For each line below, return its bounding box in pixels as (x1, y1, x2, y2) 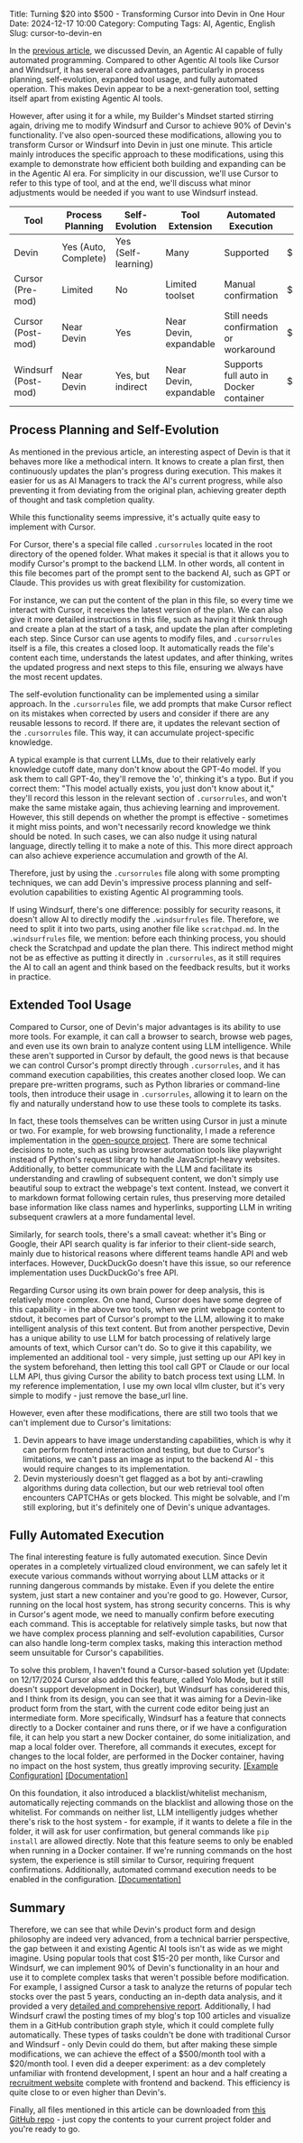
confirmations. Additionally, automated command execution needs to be (9, 1864, 277, 1875)
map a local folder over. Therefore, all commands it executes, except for (9, 1742, 277, 1752)
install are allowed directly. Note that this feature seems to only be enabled (9, 1835, 294, 1846)
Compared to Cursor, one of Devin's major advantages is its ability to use (9, 1021, 281, 1032)
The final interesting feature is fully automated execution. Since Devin (9, 1551, 268, 1562)
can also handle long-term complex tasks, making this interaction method (9, 1638, 282, 1649)
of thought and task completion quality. (9, 494, 155, 505)
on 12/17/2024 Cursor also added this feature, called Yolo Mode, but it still (9, 1674, 284, 1686)
